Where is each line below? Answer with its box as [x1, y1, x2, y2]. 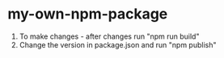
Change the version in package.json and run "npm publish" [19, 39, 217, 49]
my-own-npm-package [7, 5, 168, 23]
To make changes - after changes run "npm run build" [19, 31, 200, 41]
